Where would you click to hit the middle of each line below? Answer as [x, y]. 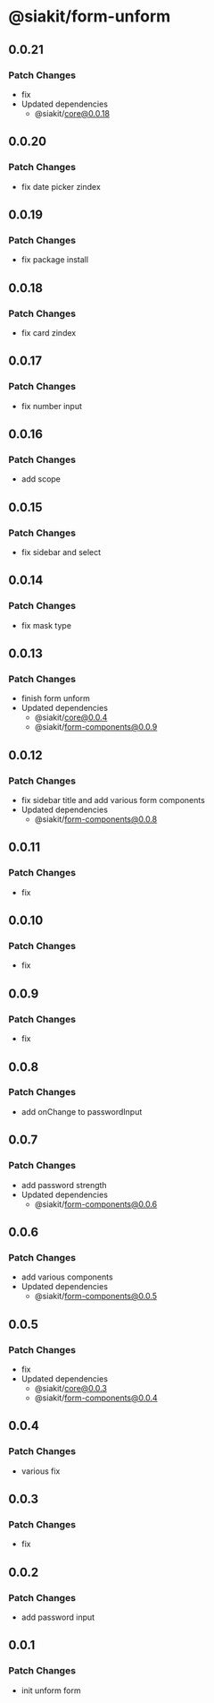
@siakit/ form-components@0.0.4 [96, 1398]
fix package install [55, 260]
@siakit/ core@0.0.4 [71, 717]
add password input [58, 1617]
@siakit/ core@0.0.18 [72, 113]
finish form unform [55, 698]
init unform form [51, 1690]
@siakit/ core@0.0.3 [71, 1388]
